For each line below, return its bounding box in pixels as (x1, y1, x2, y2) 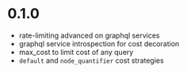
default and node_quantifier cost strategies (18, 56, 164, 65)
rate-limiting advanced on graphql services (18, 31, 160, 40)
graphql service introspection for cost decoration (18, 38, 180, 48)
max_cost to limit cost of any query (18, 47, 134, 57)
